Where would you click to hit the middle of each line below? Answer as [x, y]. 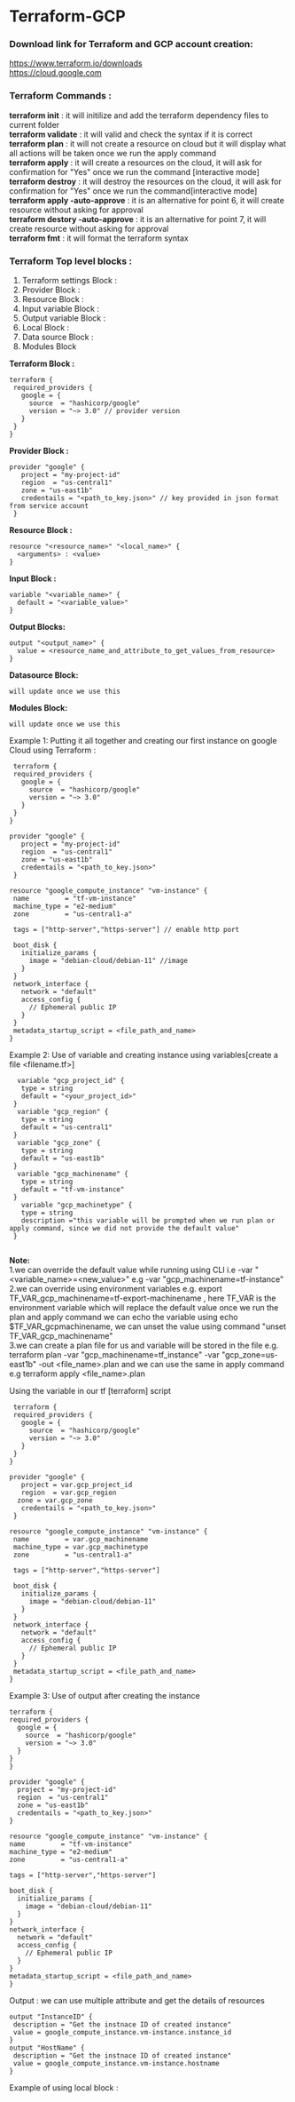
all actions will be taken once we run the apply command [113, 153]
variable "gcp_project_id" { [71, 1081]
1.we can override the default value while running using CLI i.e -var [131, 1270]
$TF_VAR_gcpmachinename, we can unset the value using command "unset [147, 1326]
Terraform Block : [42, 364]
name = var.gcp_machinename [81, 1540]
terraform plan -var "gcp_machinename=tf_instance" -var [114, 1355]
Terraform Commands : [61, 96]
